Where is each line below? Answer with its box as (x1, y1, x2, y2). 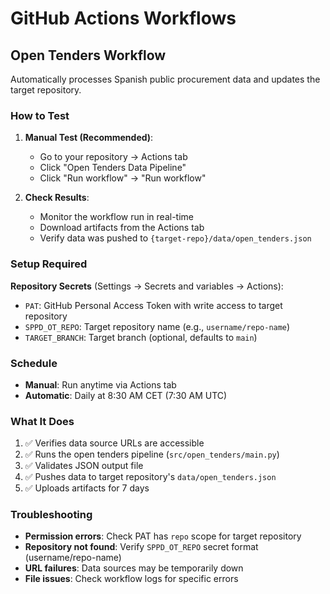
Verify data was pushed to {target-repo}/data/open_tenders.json (39, 232, 312, 244)
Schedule (10, 356, 58, 370)
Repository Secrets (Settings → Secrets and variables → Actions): (10, 280, 284, 292)
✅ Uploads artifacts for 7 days (24, 482, 150, 494)
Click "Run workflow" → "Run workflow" (39, 172, 207, 184)
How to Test (10, 108, 70, 122)
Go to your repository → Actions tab (39, 151, 188, 163)
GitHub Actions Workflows (10, 7, 237, 30)
